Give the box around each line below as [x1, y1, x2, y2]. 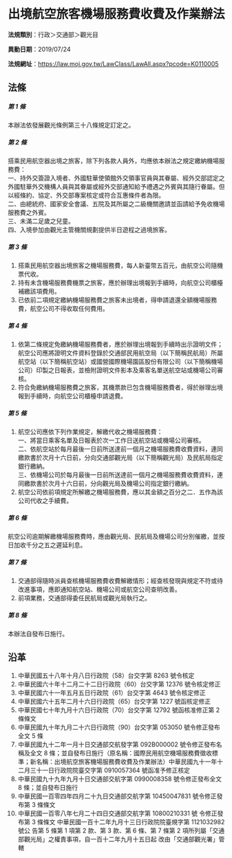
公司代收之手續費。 [17, 497, 73, 505]
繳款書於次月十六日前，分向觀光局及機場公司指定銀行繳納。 [23, 480, 193, 488]
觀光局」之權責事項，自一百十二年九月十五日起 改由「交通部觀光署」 [23, 835, 219, 843]
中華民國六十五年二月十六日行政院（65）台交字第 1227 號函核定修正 [17, 697, 211, 705]
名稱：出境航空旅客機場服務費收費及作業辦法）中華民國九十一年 [36, 757, 218, 766]
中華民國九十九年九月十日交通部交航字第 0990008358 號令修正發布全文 [17, 775, 222, 783]
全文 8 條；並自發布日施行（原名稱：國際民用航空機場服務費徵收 [30, 748, 213, 757]
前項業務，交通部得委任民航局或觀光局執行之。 [17, 594, 151, 602]
